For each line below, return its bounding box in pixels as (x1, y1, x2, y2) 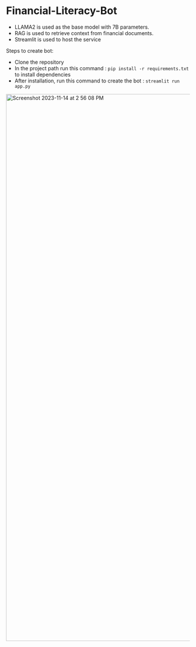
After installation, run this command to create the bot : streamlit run (14, 77, 180, 84)
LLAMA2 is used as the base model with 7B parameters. (14, 23, 150, 30)
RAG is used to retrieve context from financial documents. (14, 29, 153, 36)
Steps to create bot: (6, 47, 54, 54)
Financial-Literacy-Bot (6, 4, 118, 18)
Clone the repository (14, 58, 64, 66)
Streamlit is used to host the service (14, 36, 101, 43)
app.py (14, 83, 31, 89)
